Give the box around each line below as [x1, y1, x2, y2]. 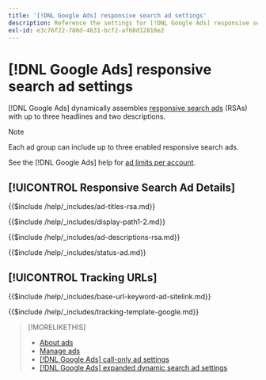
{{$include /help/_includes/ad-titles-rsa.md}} [8, 202, 156, 211]
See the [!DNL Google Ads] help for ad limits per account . [8, 158, 196, 167]
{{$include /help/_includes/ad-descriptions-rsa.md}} [8, 233, 180, 242]
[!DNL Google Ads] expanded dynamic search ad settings [39, 363, 228, 372]
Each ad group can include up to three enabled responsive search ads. [8, 142, 239, 152]
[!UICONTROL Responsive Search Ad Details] [8, 180, 236, 194]
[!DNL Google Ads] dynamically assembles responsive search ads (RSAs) [8, 104, 248, 113]
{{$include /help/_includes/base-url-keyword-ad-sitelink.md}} [8, 291, 211, 301]
